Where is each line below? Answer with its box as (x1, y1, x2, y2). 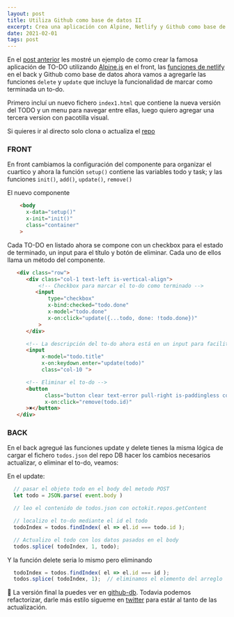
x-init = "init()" (25, 215, 73, 222)
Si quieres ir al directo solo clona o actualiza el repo (7, 127, 155, 136)
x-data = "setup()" (25, 209, 77, 216)
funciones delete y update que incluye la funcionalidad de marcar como (7, 78, 213, 86)
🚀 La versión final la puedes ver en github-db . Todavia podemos (7, 588, 192, 597)
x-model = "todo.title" (41, 354, 104, 361)
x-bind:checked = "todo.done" (47, 302, 130, 309)
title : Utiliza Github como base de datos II (7, 17, 141, 24)
